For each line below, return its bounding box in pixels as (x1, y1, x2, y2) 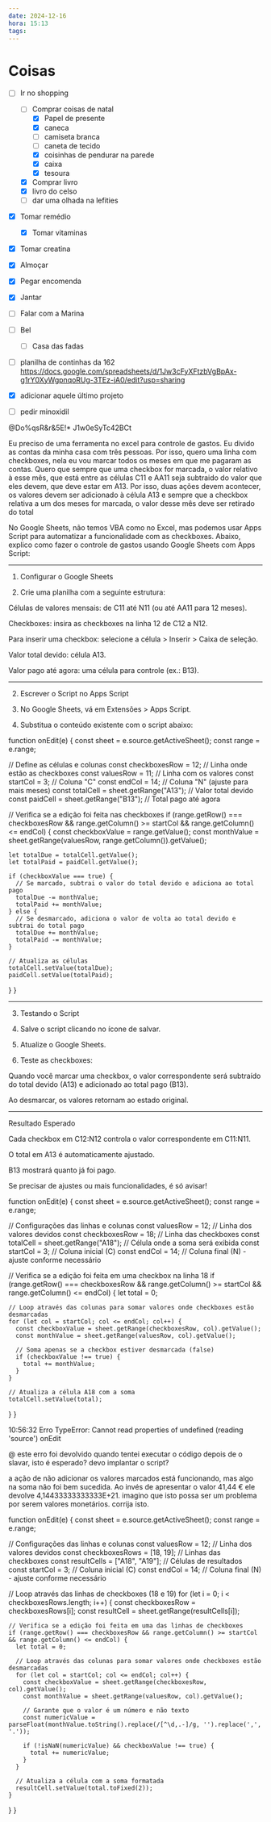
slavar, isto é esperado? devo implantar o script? (8, 1457, 169, 1467)
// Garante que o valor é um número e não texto (23, 1706, 190, 1715)
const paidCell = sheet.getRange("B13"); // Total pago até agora (8, 794, 221, 804)
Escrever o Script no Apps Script (19, 688, 129, 698)
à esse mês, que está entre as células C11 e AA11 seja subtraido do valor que (8, 473, 262, 483)
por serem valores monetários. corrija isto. (8, 1498, 149, 1509)
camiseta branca (44, 132, 100, 141)
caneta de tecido (44, 140, 101, 150)
